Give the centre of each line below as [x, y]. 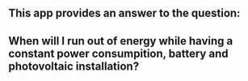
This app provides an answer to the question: [124, 13]
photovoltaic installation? [74, 66]
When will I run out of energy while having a [121, 41]
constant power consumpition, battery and [118, 53]
